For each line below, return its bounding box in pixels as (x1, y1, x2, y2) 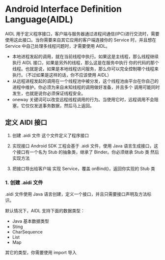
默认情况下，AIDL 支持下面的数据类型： (5, 208, 85, 214)
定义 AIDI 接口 (5, 118, 48, 127)
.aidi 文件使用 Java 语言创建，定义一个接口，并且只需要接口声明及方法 (5, 191, 147, 197)
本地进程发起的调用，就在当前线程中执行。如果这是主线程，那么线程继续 (12, 53, 159, 59)
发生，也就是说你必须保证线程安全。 (12, 90, 86, 96)
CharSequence (12, 229, 43, 235)
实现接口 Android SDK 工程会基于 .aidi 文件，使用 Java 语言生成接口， (12, 143, 154, 148)
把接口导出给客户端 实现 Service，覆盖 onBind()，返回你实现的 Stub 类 (12, 166, 156, 172)
